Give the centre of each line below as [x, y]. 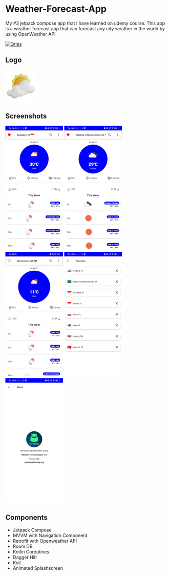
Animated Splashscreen [38, 568]
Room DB [23, 546]
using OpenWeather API [30, 34]
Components [26, 518]
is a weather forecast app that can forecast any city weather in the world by [85, 28]
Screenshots [26, 116]
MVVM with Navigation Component [50, 535]
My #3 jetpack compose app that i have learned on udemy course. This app [85, 23]
